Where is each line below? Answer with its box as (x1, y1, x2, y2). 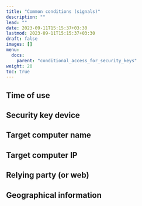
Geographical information (6, 190, 102, 200)
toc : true (6, 69, 30, 75)
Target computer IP (6, 150, 78, 160)
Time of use (6, 90, 50, 100)
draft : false (6, 36, 38, 42)
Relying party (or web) (6, 170, 89, 180)
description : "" (6, 14, 46, 20)
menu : (6, 47, 19, 53)
